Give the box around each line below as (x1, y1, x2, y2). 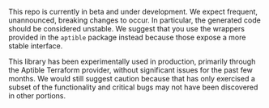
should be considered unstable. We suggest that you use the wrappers (8, 24, 246, 33)
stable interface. (8, 41, 63, 51)
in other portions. (8, 91, 66, 100)
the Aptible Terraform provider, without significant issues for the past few (8, 65, 254, 75)
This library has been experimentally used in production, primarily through (8, 56, 256, 66)
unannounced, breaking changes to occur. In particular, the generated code (8, 15, 261, 25)
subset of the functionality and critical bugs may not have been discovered (8, 82, 258, 92)
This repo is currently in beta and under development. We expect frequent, (8, 7, 258, 16)
